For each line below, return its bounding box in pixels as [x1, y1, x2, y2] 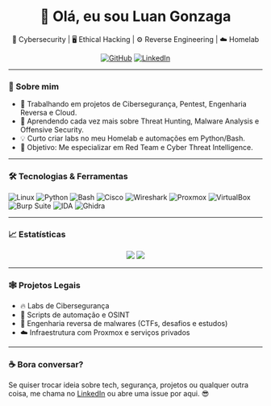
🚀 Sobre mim [8, 81, 59, 92]
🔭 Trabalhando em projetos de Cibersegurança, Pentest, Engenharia [19, 99, 248, 109]
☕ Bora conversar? [8, 359, 84, 370]
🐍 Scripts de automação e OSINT [19, 310, 131, 320]
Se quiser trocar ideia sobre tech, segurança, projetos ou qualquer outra [8, 380, 248, 390]
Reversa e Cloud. [19, 108, 77, 118]
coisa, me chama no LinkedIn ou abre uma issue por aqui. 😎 [8, 389, 210, 399]
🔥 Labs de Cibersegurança [19, 301, 110, 311]
